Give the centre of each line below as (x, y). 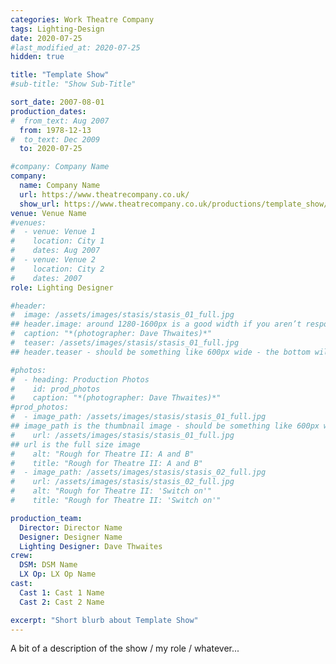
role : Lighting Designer (62, 287)
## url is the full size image (75, 444)
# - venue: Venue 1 (53, 232)
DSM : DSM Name (48, 565)
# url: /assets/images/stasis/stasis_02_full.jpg (122, 482)
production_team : (46, 518)
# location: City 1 (57, 241)
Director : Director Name (71, 527)
